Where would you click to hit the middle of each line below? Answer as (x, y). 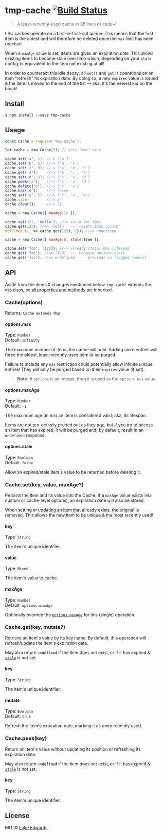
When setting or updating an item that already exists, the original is (72, 510)
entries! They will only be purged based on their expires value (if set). (75, 369)
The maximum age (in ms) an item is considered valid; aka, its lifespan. (76, 416)
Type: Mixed (17, 569)
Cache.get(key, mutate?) (35, 627)
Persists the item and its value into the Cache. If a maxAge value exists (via (78, 495)
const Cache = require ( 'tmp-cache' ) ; (43, 141)
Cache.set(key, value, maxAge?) (45, 484)
